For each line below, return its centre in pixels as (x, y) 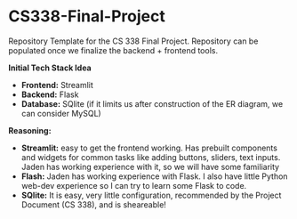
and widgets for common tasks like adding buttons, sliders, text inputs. (151, 157)
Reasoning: (30, 130)
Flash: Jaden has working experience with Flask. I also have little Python (154, 176)
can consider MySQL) (61, 113)
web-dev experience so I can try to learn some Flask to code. (134, 185)
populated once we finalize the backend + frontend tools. (113, 50)
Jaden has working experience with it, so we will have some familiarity (150, 166)
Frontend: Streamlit (57, 85)
